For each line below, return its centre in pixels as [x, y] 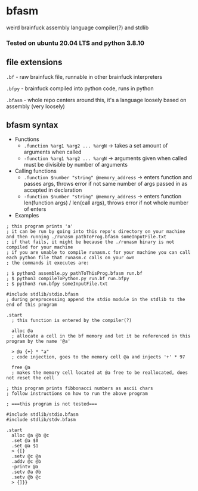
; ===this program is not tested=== [52, 404]
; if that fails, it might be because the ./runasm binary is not [90, 242]
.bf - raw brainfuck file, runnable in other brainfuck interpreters [84, 76]
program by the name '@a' [38, 342]
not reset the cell [30, 378]
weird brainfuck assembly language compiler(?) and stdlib [78, 27]
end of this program [32, 305]
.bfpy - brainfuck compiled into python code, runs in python [80, 88]
